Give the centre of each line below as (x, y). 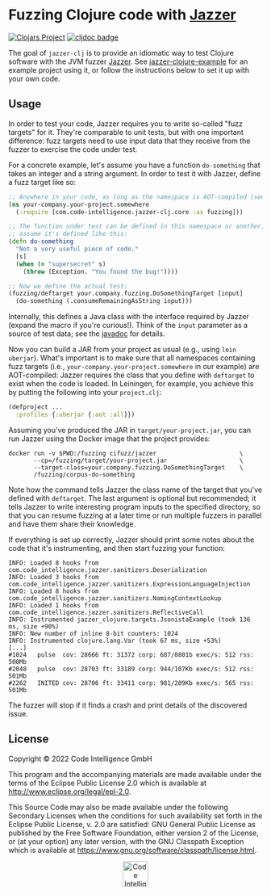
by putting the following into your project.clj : (85, 393)
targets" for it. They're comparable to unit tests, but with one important (126, 132)
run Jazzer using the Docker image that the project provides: (109, 439)
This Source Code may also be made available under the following (118, 807)
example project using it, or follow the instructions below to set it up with (129, 69)
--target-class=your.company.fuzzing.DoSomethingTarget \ (138, 467)
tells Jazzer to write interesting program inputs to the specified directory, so (134, 506)
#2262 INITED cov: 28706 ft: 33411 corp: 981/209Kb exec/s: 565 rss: (131, 683)
